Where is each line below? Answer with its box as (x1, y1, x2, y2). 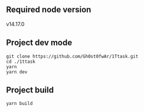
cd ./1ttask (6, 59, 35, 65)
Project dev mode (6, 38, 73, 48)
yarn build (6, 101, 33, 107)
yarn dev (6, 69, 28, 75)
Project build (6, 85, 54, 95)
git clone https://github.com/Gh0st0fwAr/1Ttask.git (6, 53, 139, 59)
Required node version (6, 5, 91, 15)
